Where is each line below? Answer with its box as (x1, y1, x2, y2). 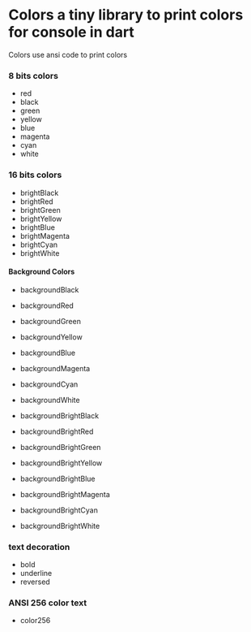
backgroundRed (19, 301, 74, 310)
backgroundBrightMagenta (19, 489, 111, 499)
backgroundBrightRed (19, 426, 94, 436)
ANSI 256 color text (8, 597, 87, 608)
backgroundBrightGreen (19, 442, 101, 452)
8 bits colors (8, 70, 59, 81)
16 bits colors (8, 169, 62, 180)
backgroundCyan (19, 379, 79, 389)
